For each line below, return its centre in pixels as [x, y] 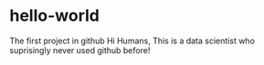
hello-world [55, 16]
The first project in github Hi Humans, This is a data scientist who [132, 41]
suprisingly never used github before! [80, 50]
